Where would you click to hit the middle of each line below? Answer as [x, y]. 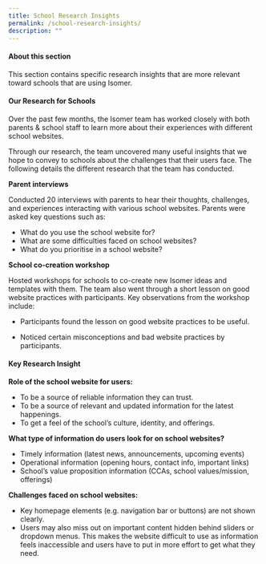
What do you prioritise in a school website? [91, 249]
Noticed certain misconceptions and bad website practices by [122, 337]
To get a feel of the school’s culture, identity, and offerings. [117, 423]
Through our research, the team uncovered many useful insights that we [127, 151]
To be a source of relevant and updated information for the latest [127, 405]
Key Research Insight [44, 364]
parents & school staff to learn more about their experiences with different [131, 127]
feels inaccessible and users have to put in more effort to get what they [137, 544]
